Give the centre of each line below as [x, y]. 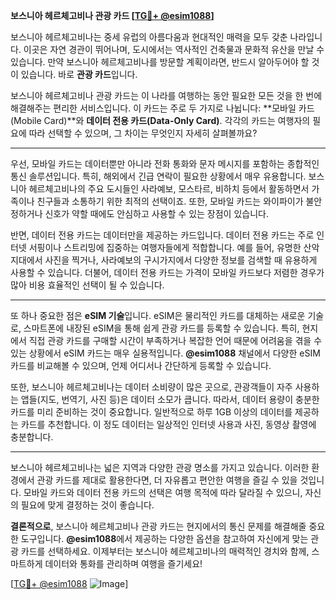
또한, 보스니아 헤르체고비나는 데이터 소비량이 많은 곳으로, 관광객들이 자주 [151, 387]
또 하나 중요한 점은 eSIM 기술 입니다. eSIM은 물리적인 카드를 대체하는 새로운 [158, 315]
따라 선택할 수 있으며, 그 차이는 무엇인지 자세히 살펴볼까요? [143, 133]
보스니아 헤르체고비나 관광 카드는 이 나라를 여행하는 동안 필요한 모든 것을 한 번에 [166, 95]
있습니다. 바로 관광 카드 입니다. [79, 74]
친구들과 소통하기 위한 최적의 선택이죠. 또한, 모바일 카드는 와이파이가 [170, 201]
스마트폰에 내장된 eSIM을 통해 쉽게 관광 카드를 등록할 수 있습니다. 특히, [161, 328]
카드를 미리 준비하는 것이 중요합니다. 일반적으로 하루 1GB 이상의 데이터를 [151, 412]
